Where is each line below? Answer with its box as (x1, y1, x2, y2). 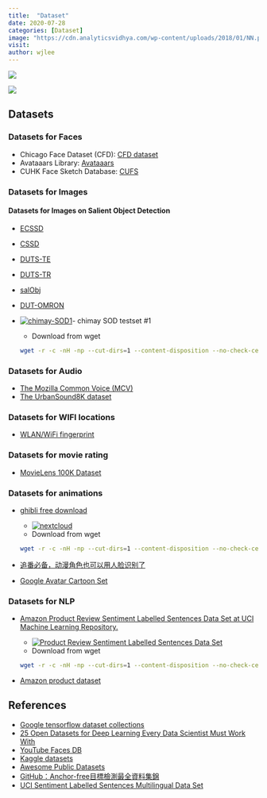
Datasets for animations (8, 488, 103, 499)
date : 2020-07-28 (8, 19, 66, 27)
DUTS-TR (19, 269, 52, 279)
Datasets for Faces (8, 132, 83, 143)
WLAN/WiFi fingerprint (19, 430, 95, 439)
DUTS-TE (19, 254, 52, 264)
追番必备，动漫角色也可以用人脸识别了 (19, 560, 145, 569)
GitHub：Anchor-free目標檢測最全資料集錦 (19, 771, 160, 781)
